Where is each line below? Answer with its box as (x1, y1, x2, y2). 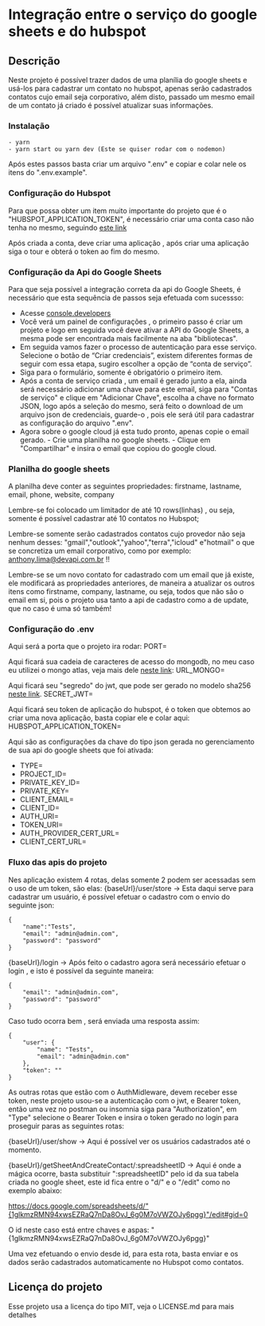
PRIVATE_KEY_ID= (19, 778, 81, 787)
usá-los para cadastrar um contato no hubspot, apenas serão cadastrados (8, 84, 252, 93)
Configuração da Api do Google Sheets (8, 266, 162, 278)
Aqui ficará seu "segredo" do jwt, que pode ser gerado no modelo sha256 (8, 681, 251, 690)
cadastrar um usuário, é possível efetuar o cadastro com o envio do (8, 892, 231, 901)
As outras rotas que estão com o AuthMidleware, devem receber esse (8, 1087, 238, 1097)
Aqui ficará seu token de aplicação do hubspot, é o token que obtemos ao (8, 705, 251, 714)
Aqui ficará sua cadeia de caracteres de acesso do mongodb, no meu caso (8, 657, 255, 667)
